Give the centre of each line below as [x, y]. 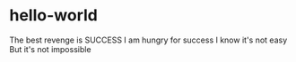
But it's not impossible [50, 49]
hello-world [54, 15]
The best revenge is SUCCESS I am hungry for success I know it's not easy [148, 40]
